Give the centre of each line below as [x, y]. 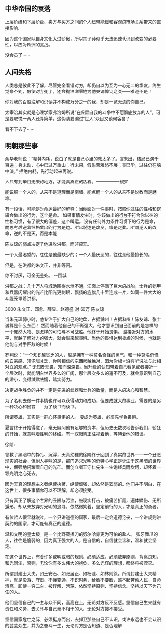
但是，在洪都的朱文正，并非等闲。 [40, 265]
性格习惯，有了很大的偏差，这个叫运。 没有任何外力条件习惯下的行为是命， [82, 221]
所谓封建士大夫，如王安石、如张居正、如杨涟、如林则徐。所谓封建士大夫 [79, 574]
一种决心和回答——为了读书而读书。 [42, 407]
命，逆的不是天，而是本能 [31, 233]
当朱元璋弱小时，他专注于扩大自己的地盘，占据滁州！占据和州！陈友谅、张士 [83, 319]
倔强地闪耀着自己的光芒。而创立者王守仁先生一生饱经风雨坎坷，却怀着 [85, 467]
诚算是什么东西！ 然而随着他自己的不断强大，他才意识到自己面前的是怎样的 [82, 326]
